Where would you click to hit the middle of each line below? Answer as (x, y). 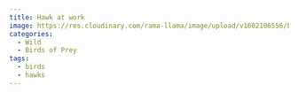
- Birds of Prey (47, 50)
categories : (31, 34)
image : (21, 26)
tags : (19, 58)
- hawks (31, 75)
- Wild (29, 42)
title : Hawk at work (47, 17)
